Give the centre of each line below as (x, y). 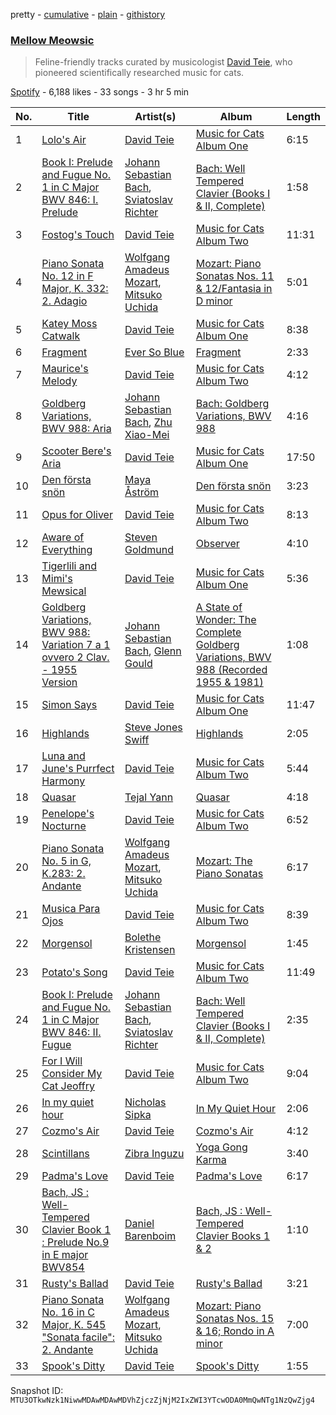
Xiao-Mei (147, 435)
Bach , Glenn (153, 651)
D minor (214, 301)
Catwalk (61, 336)
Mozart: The (224, 861)
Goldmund (149, 550)
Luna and (63, 756)
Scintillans (65, 1154)
